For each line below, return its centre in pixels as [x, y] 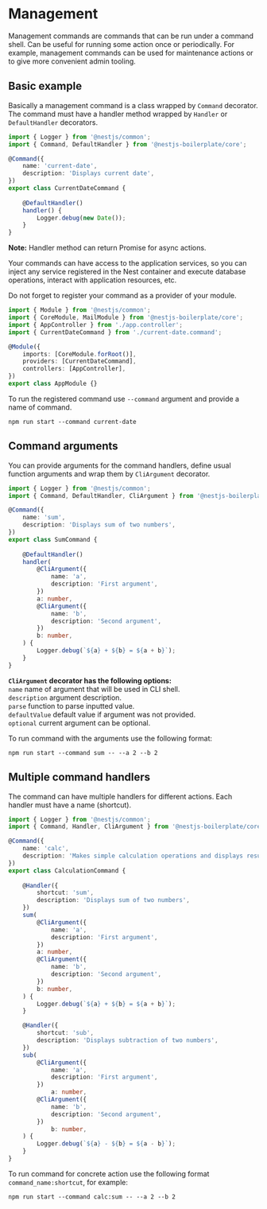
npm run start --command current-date [72, 422]
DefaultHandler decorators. [53, 122]
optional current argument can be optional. [79, 723]
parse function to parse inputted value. [72, 706]
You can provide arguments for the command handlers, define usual [120, 465]
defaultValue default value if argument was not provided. [102, 714]
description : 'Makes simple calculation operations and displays [133, 856]
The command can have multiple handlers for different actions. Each [120, 796]
